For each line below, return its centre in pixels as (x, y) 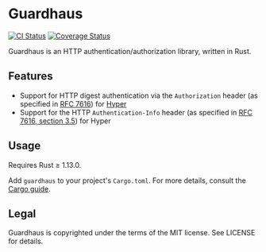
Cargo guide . (30, 188)
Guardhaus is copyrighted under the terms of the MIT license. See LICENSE (132, 233)
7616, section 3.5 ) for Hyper (65, 121)
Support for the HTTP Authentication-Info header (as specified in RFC (136, 112)
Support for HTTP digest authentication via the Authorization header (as (139, 95)
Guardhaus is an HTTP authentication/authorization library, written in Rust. (130, 51)
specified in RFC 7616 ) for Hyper (73, 103)
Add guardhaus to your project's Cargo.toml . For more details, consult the (127, 180)
